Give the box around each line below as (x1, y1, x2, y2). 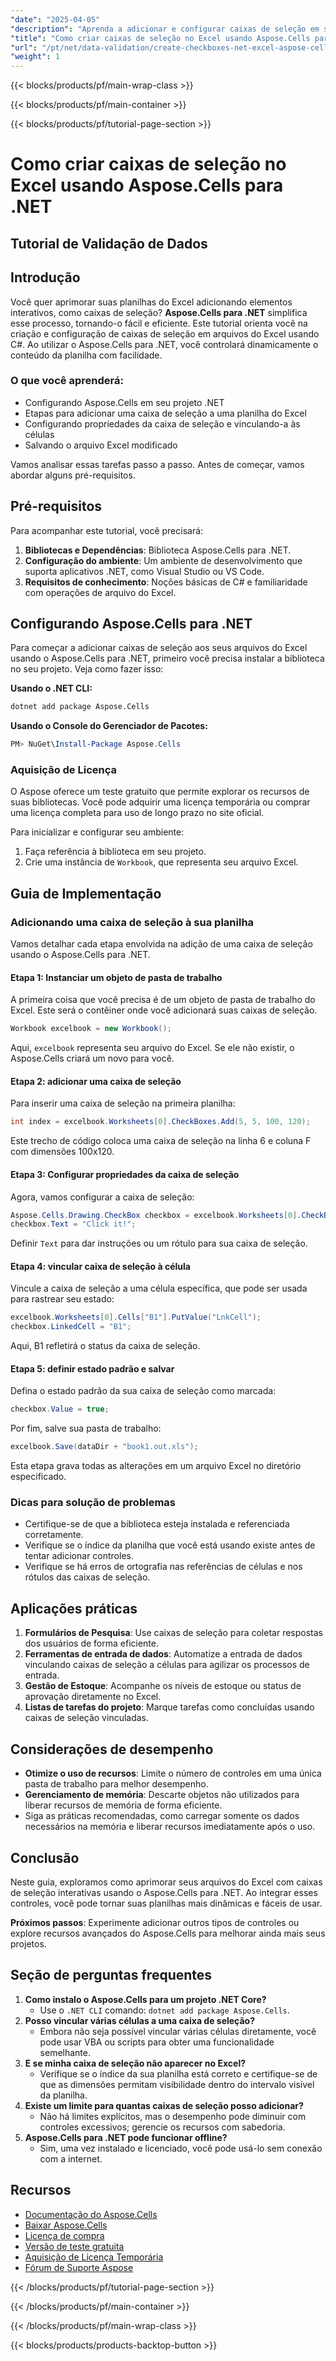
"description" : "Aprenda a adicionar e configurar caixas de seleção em (10, 24, 320, 34)
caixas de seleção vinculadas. (24, 1712, 150, 1724)
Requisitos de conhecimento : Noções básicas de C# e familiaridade (24, 576, 308, 588)
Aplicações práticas (10, 1600, 138, 1617)
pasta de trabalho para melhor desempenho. (24, 1778, 209, 1790)
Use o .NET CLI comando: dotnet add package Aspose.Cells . (39, 2004, 290, 2016)
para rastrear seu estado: (10, 1293, 115, 1305)
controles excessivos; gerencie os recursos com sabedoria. (39, 2121, 286, 2133)
